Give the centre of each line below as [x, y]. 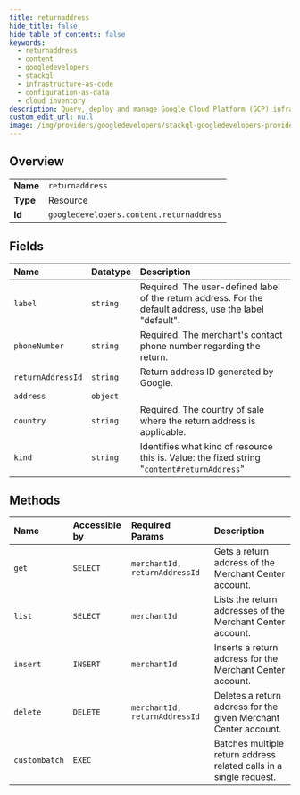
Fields [27, 247]
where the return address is [198, 421]
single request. [245, 777]
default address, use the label [202, 309]
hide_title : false [43, 26]
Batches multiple [249, 744]
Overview [37, 162]
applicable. [163, 431]
